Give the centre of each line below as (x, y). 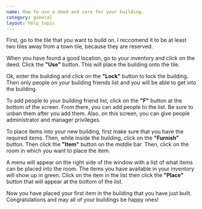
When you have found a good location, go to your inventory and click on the (101, 58)
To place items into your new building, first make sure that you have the (95, 132)
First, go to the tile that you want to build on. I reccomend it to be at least (96, 40)
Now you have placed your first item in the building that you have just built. (99, 193)
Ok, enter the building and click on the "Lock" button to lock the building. (97, 76)
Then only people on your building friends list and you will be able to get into (101, 83)
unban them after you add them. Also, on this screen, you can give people (98, 114)
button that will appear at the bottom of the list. (65, 182)
